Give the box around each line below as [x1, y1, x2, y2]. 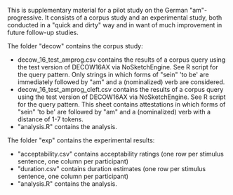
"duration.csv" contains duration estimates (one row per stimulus [17, 165, 206, 173]
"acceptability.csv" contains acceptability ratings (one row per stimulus [17, 150, 225, 158]
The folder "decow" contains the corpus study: [7, 42, 143, 50]
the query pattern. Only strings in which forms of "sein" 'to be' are [17, 70, 209, 79]
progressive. [7, 13, 44, 22]
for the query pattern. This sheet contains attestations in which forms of [17, 100, 226, 108]
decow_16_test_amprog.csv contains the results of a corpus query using [17, 55, 226, 64]
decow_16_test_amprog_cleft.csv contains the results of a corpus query [17, 86, 224, 93]
